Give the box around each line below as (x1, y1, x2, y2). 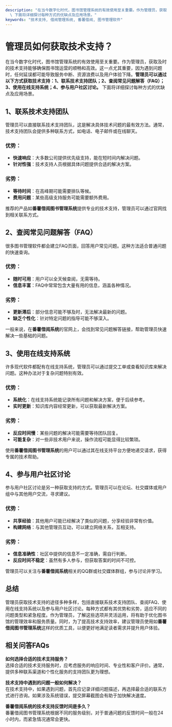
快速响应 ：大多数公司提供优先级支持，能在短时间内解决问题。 (12, 155, 143, 161)
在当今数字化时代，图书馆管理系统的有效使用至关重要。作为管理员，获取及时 (5, 58, 167, 65)
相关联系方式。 (9, 211, 41, 218)
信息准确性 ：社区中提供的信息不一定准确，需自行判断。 (12, 551, 130, 557)
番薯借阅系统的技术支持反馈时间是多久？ (5, 703, 91, 709)
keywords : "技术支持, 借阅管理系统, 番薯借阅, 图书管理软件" (5, 17, 123, 22)
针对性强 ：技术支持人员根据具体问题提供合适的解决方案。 (12, 161, 134, 167)
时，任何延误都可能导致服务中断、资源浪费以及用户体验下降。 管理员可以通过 (5, 71, 167, 77)
